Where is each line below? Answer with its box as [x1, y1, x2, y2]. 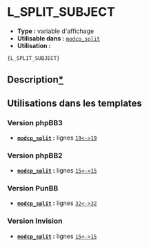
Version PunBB [7, 184, 59, 193]
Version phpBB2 [7, 151, 63, 160]
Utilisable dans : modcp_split [17, 34, 100, 42]
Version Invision [7, 216, 63, 226]
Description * [7, 74, 64, 86]
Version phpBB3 [7, 118, 63, 127]
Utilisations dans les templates [7, 97, 143, 109]
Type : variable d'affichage [17, 27, 95, 35]
